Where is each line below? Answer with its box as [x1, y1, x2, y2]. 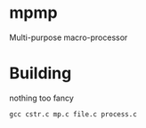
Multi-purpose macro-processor [9, 32, 128, 43]
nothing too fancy [9, 92, 74, 103]
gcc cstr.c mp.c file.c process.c [9, 109, 138, 118]
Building [9, 63, 72, 84]
